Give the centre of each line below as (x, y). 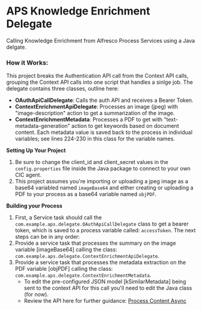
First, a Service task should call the (58, 218)
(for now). (36, 294)
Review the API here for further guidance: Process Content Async (105, 301)
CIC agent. (28, 175)
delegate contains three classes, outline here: (63, 89)
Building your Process (34, 206)
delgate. (17, 47)
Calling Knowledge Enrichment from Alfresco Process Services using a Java (101, 40)
